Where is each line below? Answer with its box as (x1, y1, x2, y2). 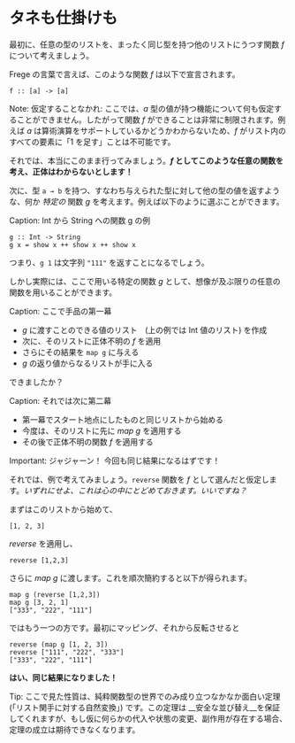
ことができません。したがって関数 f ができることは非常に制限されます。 (16, 114, 278, 125)
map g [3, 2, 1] (9, 598, 69, 607)
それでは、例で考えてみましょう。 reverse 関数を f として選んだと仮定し (9, 474, 269, 484)
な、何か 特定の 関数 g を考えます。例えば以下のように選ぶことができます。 (9, 196, 284, 206)
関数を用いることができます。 (9, 287, 117, 298)
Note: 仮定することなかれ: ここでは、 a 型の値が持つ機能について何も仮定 (9, 103, 275, 113)
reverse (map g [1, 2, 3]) (9, 639, 109, 649)
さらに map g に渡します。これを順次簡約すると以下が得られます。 (9, 572, 253, 583)
